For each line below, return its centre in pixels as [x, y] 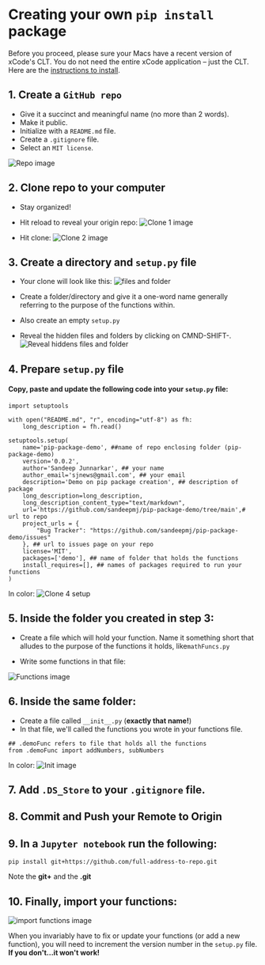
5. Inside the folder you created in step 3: [112, 619]
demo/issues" [30, 537]
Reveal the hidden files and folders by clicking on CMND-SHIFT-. [125, 336]
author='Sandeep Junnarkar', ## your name [93, 468]
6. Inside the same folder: [72, 702]
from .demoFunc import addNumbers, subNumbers [86, 750]
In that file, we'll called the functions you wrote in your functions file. [131, 728]
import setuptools [38, 406]
